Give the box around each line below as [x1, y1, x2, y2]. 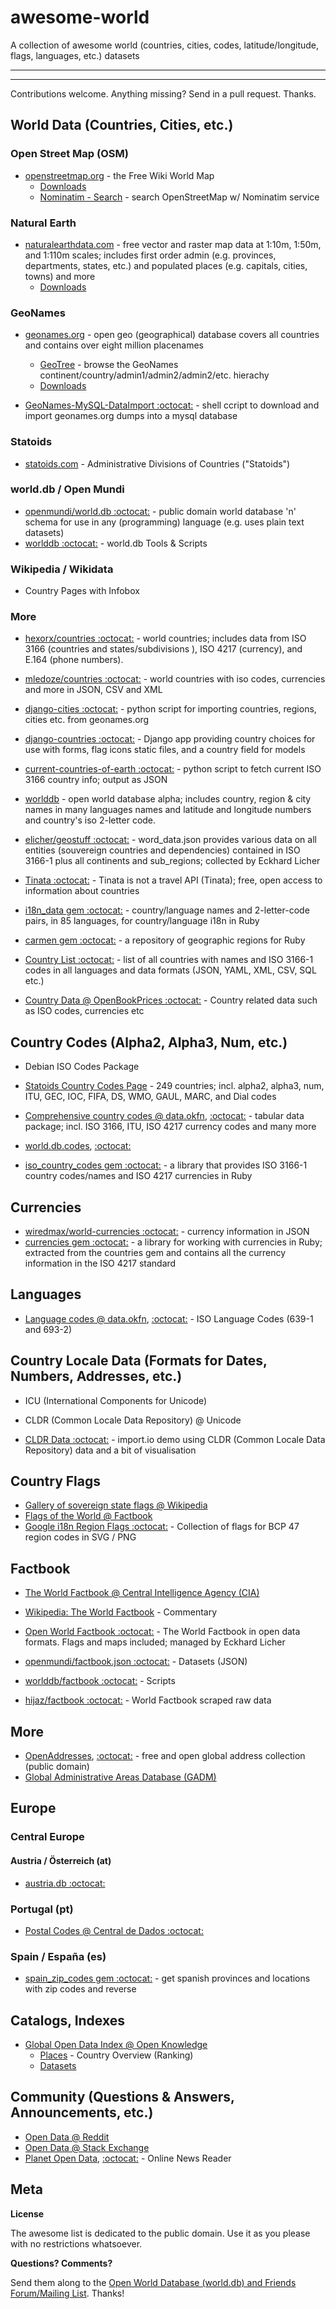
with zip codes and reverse [24, 1983, 137, 1995]
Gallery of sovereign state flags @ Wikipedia [24, 1499, 208, 1511]
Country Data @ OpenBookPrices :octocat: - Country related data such [24, 994, 318, 1006]
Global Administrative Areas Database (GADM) [24, 1771, 217, 1783]
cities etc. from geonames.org [24, 714, 150, 726]
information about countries [24, 885, 140, 897]
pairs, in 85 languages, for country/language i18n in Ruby [24, 915, 260, 927]
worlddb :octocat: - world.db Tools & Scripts [24, 537, 208, 549]
